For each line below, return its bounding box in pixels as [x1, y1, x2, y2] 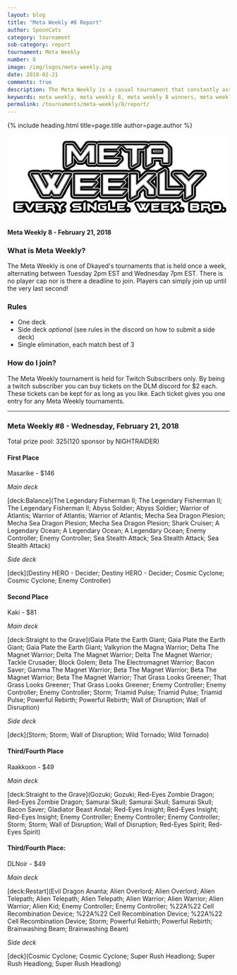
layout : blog [7, 11, 46, 18]
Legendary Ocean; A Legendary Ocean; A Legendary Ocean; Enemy [7, 527, 207, 535]
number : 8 [7, 57, 37, 64]
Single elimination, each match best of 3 [17, 340, 135, 349]
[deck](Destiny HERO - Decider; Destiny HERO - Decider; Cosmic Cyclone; [7, 569, 224, 578]
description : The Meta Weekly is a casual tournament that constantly [7, 86, 219, 93]
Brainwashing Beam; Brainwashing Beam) [7, 924, 129, 933]
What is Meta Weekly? [7, 245, 86, 255]
